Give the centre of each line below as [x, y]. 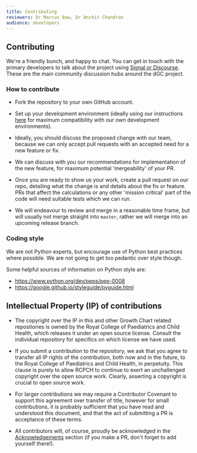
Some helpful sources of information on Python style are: [76, 269]
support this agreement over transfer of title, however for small [92, 400]
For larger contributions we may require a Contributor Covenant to [96, 394]
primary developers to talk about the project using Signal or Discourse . [93, 68]
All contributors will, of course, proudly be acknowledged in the [93, 431]
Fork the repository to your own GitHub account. [74, 102]
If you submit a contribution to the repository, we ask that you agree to [101, 351]
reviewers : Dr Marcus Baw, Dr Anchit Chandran [65, 17]
